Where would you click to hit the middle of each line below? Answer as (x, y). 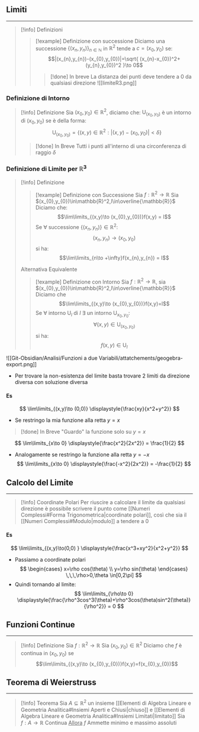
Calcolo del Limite (40, 483)
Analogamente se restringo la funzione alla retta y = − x (82, 454)
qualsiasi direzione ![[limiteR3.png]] (93, 83)
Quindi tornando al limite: (45, 584)
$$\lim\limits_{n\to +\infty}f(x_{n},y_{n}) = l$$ (114, 257)
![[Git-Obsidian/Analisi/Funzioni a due (52, 358)
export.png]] (22, 365)
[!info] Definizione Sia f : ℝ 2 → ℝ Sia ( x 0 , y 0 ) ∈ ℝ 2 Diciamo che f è (101, 646)
